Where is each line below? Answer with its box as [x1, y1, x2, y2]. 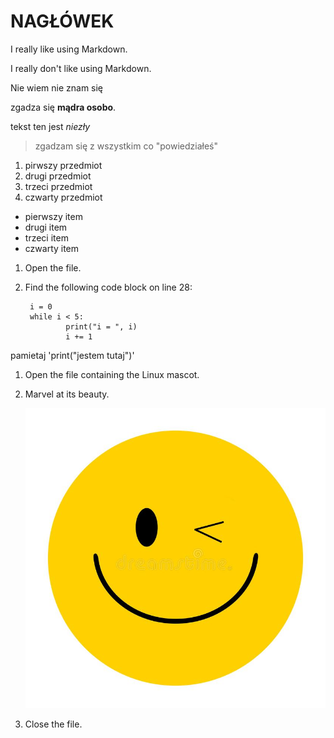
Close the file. [24, 718, 83, 730]
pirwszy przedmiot [24, 159, 103, 171]
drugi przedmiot [24, 170, 92, 182]
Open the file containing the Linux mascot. [24, 368, 200, 380]
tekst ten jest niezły [10, 120, 91, 132]
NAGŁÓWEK [10, 10, 115, 33]
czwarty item [24, 242, 80, 254]
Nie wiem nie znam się [10, 81, 104, 94]
